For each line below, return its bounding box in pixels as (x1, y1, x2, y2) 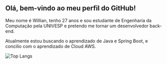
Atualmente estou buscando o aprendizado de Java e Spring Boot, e (5, 38, 148, 44)
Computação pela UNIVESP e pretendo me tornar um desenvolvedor (5, 23, 149, 29)
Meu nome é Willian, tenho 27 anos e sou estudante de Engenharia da (5, 17, 152, 23)
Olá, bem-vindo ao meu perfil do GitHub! (5, 4, 136, 13)
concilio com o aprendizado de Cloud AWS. (5, 43, 96, 49)
